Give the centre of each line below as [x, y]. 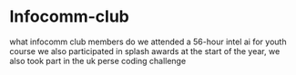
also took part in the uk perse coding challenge [98, 61]
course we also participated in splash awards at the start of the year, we [145, 51]
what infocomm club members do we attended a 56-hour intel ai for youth [148, 42]
